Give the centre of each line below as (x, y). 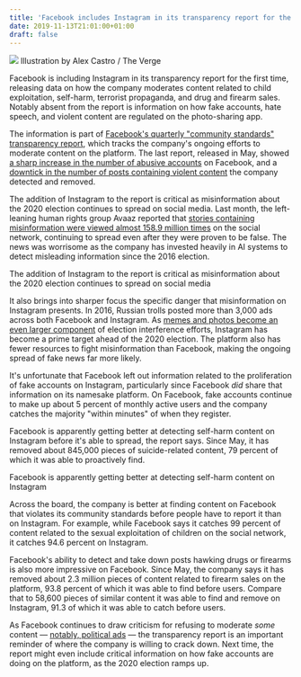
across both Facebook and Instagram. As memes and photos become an (144, 320)
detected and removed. (53, 182)
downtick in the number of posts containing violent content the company (144, 173)
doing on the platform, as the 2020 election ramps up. (109, 664)
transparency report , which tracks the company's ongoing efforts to (135, 144)
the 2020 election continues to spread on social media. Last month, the (141, 209)
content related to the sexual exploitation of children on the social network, (148, 533)
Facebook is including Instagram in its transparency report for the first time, (149, 78)
